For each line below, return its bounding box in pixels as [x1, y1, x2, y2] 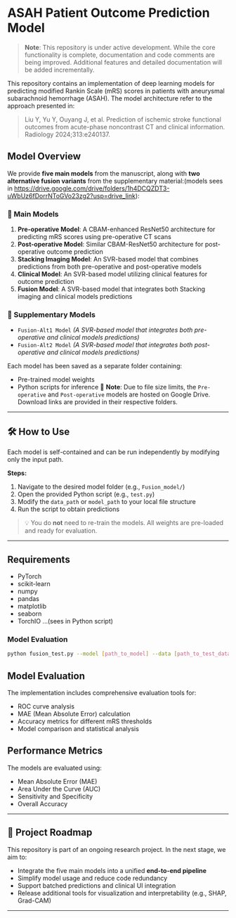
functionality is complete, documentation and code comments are [24, 51, 216, 59]
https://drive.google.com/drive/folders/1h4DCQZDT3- [13, 184, 170, 193]
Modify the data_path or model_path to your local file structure [17, 498, 197, 506]
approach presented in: [7, 101, 75, 110]
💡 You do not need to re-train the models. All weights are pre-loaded [24, 519, 223, 527]
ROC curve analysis [17, 702, 75, 711]
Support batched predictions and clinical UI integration [17, 881, 176, 890]
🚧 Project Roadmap [7, 827, 93, 839]
